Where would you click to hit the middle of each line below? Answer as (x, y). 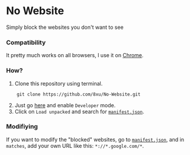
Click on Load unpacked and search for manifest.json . (79, 111)
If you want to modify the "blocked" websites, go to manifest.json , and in (95, 139)
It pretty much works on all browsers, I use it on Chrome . (75, 55)
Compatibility (26, 42)
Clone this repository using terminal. (59, 83)
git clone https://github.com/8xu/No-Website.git (79, 94)
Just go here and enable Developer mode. (65, 105)
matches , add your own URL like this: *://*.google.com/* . (75, 146)
